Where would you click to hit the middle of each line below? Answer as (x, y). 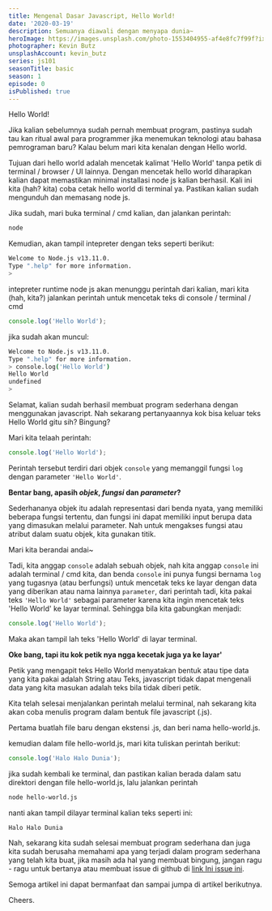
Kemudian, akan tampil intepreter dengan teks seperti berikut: (111, 243)
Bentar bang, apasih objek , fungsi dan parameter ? (95, 492)
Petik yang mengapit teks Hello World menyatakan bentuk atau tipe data (129, 670)
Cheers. (21, 900)
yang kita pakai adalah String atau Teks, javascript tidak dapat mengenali (130, 679)
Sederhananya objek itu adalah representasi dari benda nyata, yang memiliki (136, 508)
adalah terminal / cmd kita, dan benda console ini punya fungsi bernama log (135, 574)
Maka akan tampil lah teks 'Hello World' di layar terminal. (103, 638)
